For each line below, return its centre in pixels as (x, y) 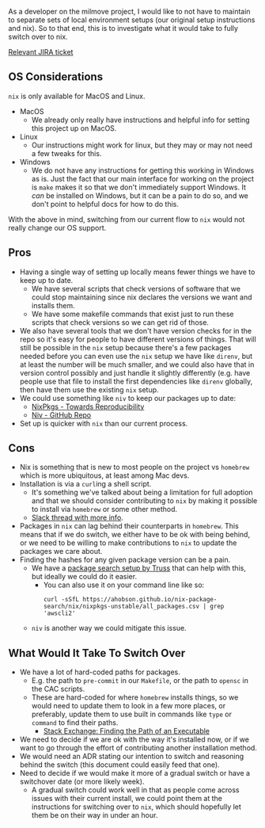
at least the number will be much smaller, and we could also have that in (137, 364)
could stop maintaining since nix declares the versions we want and (142, 297)
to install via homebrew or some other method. (104, 509)
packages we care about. (61, 551)
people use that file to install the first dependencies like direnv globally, (136, 381)
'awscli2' (59, 613)
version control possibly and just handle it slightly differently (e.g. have (135, 372)
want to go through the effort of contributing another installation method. (138, 748)
